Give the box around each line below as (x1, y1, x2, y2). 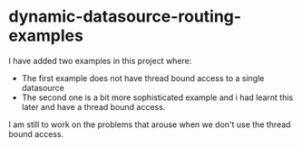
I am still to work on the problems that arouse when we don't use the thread (8, 119, 291, 130)
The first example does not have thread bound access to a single (21, 72, 265, 83)
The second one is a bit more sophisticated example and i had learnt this (21, 92, 294, 103)
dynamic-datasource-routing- (8, 6, 242, 27)
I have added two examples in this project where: (8, 55, 192, 66)
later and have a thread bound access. (21, 101, 166, 112)
